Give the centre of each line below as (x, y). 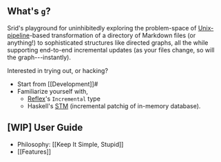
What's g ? (29, 11)
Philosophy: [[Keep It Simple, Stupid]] (70, 144)
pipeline (18, 35)
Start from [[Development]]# (57, 84)
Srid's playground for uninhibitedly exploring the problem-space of (102, 28)
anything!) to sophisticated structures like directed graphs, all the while (108, 42)
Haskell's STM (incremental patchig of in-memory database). (114, 105)
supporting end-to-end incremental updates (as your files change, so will (111, 50)
